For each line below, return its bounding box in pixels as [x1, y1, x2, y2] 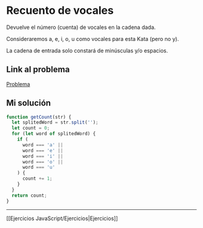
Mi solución [6, 98, 51, 109]
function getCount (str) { [6, 114, 71, 120]
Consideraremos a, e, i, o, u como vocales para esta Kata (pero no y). [6, 35, 179, 42]
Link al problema [6, 65, 70, 75]
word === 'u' [22, 164, 56, 171]
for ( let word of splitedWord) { [11, 131, 96, 137]
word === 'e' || [22, 147, 63, 154]
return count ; [11, 192, 47, 198]
